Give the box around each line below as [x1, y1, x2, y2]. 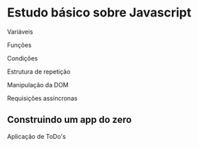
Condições [7, 54, 38, 63]
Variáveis [7, 27, 33, 36]
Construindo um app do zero [7, 114, 132, 126]
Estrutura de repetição [7, 67, 71, 76]
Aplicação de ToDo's [7, 132, 67, 140]
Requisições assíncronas [7, 94, 78, 102]
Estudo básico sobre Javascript [7, 5, 192, 21]
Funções [7, 41, 32, 49]
